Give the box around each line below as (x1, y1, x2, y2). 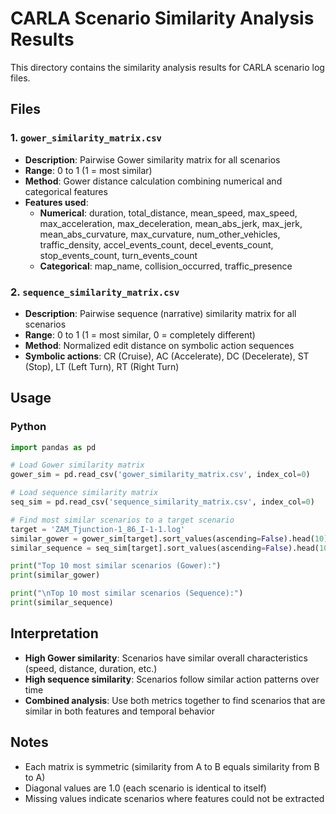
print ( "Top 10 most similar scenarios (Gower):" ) (10, 561, 222, 571)
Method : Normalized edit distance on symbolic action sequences (24, 339, 295, 351)
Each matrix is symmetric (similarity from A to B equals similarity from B (24, 760, 320, 772)
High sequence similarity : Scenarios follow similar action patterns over (24, 673, 320, 685)
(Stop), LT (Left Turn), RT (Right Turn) (24, 360, 180, 372)
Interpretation (10, 625, 99, 642)
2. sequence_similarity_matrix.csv (10, 285, 180, 299)
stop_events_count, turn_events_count (39, 249, 198, 261)
